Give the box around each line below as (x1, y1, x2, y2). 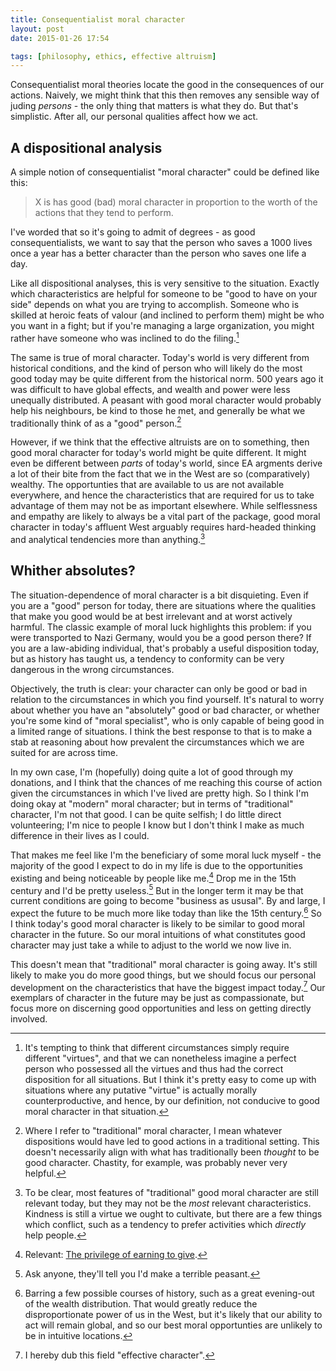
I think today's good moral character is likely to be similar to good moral (10, 917, 305, 930)
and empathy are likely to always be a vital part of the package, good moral (10, 511, 321, 523)
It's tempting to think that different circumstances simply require (24, 1042, 290, 1054)
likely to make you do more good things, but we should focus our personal (10, 969, 317, 981)
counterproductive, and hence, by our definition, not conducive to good (24, 1095, 320, 1107)
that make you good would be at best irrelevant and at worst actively (10, 610, 293, 622)
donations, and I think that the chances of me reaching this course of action (10, 776, 323, 788)
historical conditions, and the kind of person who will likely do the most (10, 362, 303, 374)
